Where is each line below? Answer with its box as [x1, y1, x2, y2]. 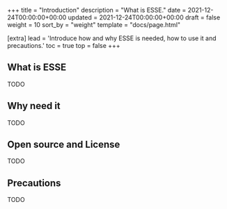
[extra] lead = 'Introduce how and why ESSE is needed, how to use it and [7, 34, 217, 42]
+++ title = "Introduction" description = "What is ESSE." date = [7, 6, 187, 14]
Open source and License [7, 139, 120, 151]
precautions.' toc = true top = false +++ [7, 42, 120, 49]
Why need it [7, 100, 61, 112]
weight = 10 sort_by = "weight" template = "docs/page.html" [7, 21, 181, 28]
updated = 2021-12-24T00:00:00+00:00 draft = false [68, 13, 221, 22]
